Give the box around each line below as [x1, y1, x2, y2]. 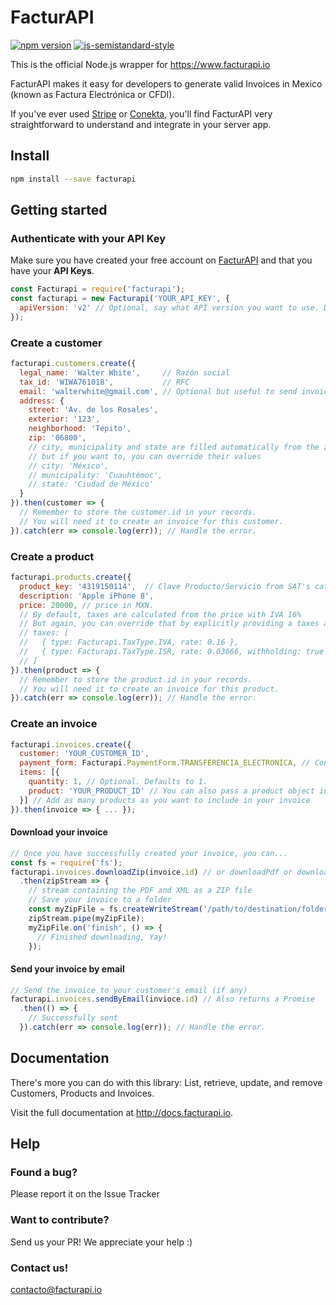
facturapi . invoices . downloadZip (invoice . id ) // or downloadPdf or [10, 867, 293, 877]
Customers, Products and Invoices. [10, 1087, 155, 1099]
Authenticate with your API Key [10, 231, 167, 245]
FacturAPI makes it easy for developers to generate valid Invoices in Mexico [10, 77, 323, 90]
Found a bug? [10, 1166, 78, 1180]
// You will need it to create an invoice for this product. [19, 684, 280, 694]
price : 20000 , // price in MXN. [19, 600, 155, 610]
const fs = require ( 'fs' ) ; [10, 857, 123, 868]
